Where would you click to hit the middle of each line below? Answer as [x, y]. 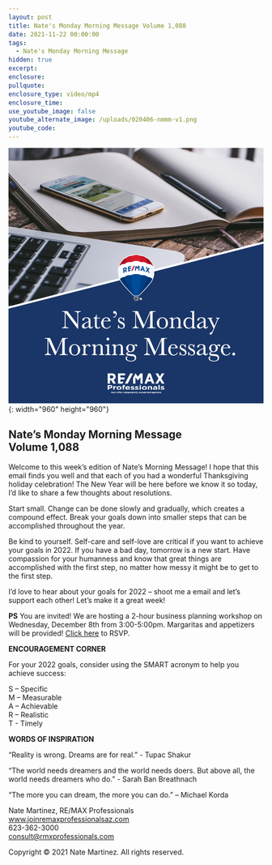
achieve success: [37, 673]
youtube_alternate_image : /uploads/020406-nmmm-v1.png [103, 120]
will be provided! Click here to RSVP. [69, 633]
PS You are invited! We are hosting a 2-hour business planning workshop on [136, 615]
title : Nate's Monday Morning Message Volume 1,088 [97, 26]
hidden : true [30, 60]
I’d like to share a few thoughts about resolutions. [90, 492]
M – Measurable [35, 697]
